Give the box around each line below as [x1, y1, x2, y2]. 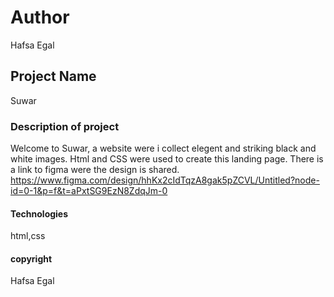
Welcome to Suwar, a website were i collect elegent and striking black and [10, 142, 317, 155]
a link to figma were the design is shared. [10, 164, 180, 176]
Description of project [10, 119, 120, 133]
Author [10, 6, 70, 29]
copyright [10, 252, 53, 265]
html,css [10, 230, 46, 242]
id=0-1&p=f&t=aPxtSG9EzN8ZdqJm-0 [10, 185, 168, 197]
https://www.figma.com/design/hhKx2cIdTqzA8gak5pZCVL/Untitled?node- [10, 174, 320, 186]
